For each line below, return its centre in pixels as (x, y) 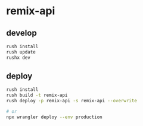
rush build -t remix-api (37, 95)
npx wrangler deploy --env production (54, 117)
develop (21, 33)
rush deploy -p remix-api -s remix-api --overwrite (71, 101)
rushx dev (18, 58)
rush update (21, 52)
